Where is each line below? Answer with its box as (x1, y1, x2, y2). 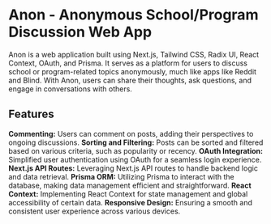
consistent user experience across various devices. (8, 206, 181, 216)
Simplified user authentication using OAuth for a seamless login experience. (8, 154, 262, 164)
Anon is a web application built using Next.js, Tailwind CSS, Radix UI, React (8, 49, 260, 59)
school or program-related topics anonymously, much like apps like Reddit (8, 66, 257, 76)
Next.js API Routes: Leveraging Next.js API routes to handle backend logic (8, 163, 258, 173)
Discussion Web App (8, 23, 153, 41)
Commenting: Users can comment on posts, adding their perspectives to (8, 129, 254, 138)
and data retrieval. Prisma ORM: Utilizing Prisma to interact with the (8, 171, 234, 181)
